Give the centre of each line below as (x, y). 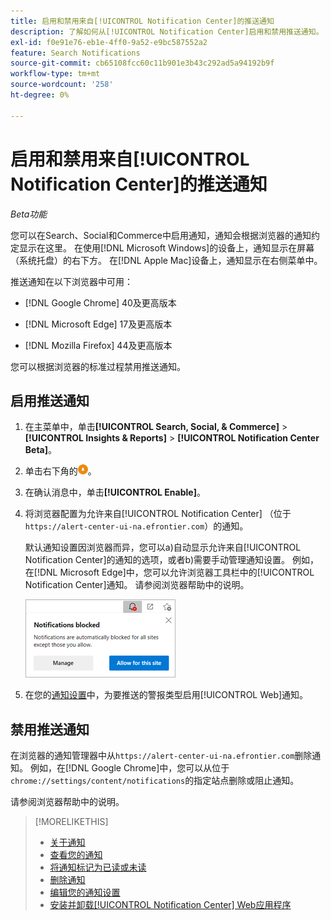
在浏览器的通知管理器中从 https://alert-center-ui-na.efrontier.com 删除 (161, 756)
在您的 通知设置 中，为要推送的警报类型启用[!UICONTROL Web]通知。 (166, 695)
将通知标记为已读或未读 (98, 867)
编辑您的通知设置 (85, 892)
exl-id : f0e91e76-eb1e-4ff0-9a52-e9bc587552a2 (109, 42)
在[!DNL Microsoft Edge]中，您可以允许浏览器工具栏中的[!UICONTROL (169, 572)
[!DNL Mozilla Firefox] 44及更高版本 (98, 345)
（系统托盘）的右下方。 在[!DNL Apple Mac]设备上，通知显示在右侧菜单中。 (166, 260)
